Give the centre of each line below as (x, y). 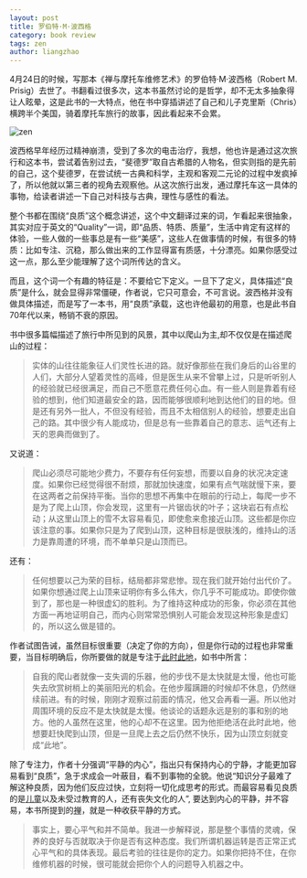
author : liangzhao (44, 52)
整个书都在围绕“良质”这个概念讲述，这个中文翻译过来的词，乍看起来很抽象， (153, 216)
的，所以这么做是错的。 (76, 626)
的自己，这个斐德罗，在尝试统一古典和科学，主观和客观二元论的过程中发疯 (149, 174)
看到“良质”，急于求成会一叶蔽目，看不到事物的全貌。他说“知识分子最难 (151, 776)
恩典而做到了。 (76, 434)
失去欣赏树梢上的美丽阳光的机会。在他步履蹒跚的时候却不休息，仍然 (160, 688)
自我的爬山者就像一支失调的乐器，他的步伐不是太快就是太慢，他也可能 (164, 677)
